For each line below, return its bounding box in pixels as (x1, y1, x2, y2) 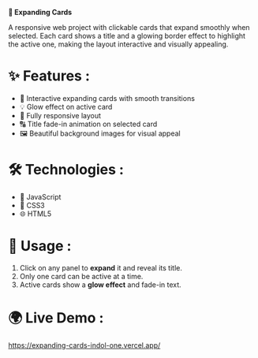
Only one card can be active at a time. (19, 271, 144, 281)
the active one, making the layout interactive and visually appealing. (8, 39, 229, 49)
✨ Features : (8, 67, 91, 85)
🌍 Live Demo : (8, 309, 104, 326)
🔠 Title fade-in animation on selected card (19, 119, 158, 129)
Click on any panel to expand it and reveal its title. (19, 263, 183, 272)
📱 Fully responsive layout (19, 110, 101, 120)
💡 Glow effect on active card (19, 102, 113, 111)
